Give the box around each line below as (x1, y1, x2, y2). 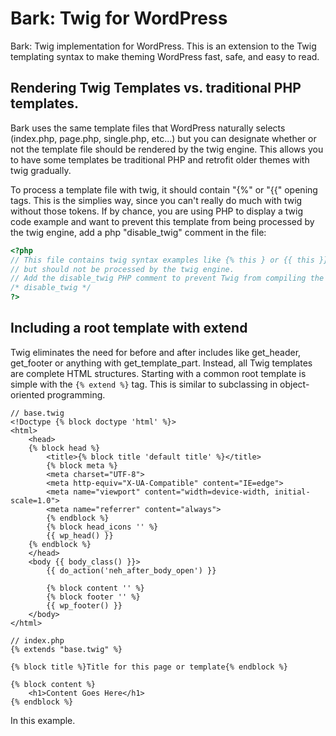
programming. (46, 388, 106, 401)
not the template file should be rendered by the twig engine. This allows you (10, 143, 324, 155)
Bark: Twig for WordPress (10, 7, 228, 30)
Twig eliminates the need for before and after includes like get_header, (10, 346, 302, 358)
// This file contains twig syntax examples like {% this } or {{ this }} (10, 255, 329, 265)
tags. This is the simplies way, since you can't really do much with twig (10, 194, 303, 206)
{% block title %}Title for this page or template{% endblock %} (10, 662, 288, 672)
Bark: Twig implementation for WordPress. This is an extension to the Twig (10, 40, 317, 52)
